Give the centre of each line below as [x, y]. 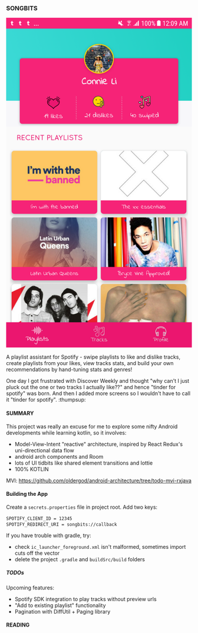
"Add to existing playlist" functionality [60, 605]
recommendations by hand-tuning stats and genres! [69, 370]
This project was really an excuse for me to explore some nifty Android [92, 426]
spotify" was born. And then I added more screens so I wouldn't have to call [98, 393]
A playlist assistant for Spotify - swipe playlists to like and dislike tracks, [93, 357]
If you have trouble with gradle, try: [49, 535]
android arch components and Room [59, 456]
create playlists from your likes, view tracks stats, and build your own [90, 363]
